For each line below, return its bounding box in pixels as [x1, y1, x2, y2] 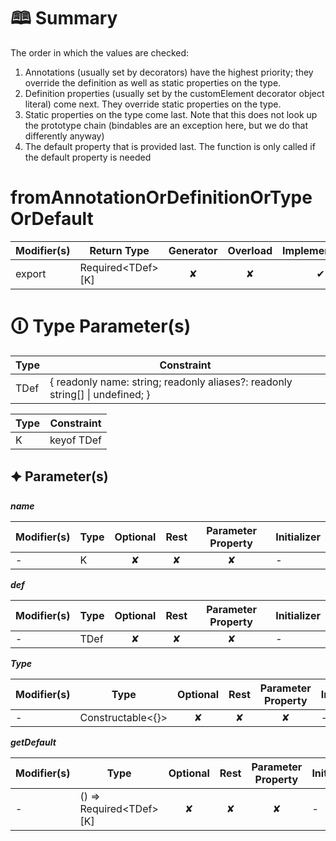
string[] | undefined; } [49, 387, 151, 401]
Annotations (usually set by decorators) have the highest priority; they [24, 66, 314, 78]
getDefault [10, 736, 57, 748]
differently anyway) [24, 130, 105, 142]
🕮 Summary [10, 7, 118, 30]
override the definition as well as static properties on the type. [24, 76, 282, 89]
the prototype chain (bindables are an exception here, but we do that [24, 119, 308, 131]
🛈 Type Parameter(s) [10, 315, 192, 338]
